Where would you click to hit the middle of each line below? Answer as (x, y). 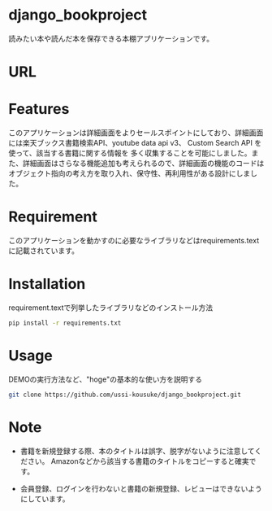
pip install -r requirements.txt (65, 323)
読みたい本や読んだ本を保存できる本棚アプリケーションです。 (111, 38)
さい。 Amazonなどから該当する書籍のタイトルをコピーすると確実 (138, 461)
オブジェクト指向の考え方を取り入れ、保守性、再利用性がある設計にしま (130, 173)
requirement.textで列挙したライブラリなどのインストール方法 (111, 308)
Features (39, 109)
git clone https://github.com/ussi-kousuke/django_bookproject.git (125, 395)
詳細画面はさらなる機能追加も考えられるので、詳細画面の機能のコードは (143, 164)
